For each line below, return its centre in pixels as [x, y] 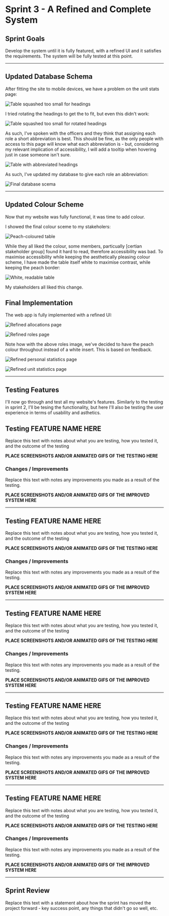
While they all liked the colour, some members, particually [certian [74, 246]
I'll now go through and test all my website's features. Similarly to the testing [84, 402]
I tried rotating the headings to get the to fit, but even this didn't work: [77, 113]
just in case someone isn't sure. [38, 154]
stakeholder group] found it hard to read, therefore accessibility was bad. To [84, 251]
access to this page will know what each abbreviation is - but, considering [82, 144]
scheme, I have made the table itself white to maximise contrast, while [78, 262]
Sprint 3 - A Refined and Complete [78, 9]
